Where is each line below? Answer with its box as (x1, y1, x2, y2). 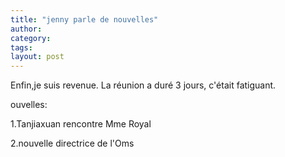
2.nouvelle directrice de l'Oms (10, 137, 135, 150)
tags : (10, 42, 33, 53)
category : (10, 33, 52, 43)
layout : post (10, 52, 65, 62)
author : (10, 24, 43, 34)
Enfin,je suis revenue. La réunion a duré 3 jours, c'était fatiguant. (10, 79, 277, 91)
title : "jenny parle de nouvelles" (10, 14, 159, 25)
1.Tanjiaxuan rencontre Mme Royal (10, 118, 152, 130)
